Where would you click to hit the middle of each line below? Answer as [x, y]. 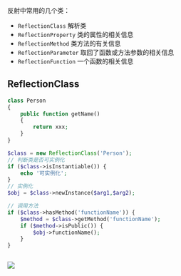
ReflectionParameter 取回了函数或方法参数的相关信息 [96, 52]
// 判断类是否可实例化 [36, 160]
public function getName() [60, 114]
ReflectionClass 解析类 [52, 26]
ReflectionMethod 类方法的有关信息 [69, 44]
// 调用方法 [23, 206]
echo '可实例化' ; [44, 173]
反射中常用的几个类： [38, 10]
